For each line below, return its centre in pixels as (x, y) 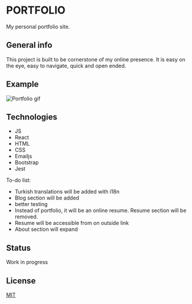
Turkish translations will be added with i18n (67, 192)
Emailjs (23, 156)
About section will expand (46, 229)
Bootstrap (27, 162)
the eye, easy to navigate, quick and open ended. (66, 66)
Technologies (32, 117)
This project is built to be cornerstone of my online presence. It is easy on (96, 59)
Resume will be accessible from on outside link (72, 223)
